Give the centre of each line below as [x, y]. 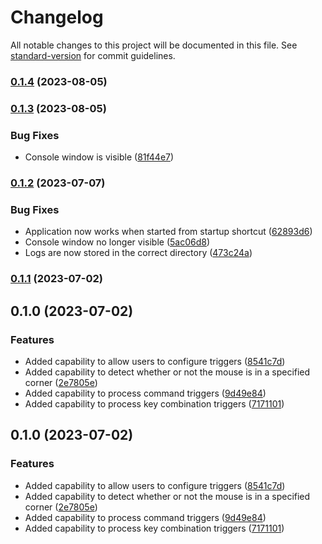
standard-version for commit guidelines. [93, 55]
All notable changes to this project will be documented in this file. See [154, 45]
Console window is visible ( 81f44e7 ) [99, 157]
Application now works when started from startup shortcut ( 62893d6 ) [168, 232]
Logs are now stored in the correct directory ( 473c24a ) [138, 253]
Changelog [57, 17]
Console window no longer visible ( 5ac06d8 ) [117, 242]
